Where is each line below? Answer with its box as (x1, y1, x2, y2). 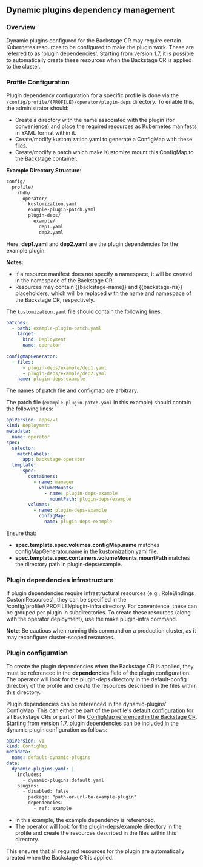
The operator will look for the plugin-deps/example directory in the (15, 823, 182, 830)
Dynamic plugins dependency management (6, 5, 175, 15)
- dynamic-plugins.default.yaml (22, 777, 104, 783)
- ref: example (33, 806, 72, 812)
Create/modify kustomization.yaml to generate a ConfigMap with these (15, 135, 193, 143)
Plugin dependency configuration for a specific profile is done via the (6, 91, 179, 99)
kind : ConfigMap (6, 743, 47, 749)
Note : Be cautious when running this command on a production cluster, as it (6, 627, 196, 634)
